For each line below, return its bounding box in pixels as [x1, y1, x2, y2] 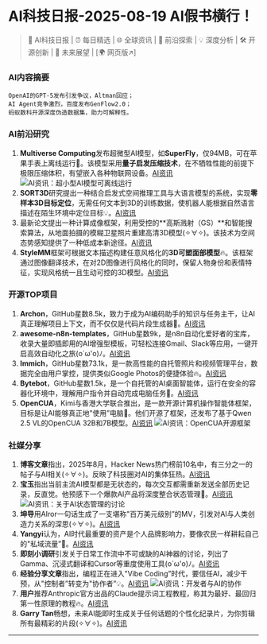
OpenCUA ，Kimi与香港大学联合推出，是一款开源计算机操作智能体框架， [19, 398, 256, 408]
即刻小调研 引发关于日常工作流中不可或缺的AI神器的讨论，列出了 [19, 549, 229, 559]
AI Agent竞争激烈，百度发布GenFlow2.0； [8, 100, 132, 108]
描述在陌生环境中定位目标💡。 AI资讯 [19, 208, 137, 217]
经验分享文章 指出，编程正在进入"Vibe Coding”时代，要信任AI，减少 [19, 569, 241, 579]
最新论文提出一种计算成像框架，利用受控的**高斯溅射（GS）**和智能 [19, 218, 246, 227]
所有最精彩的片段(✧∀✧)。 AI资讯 [19, 619, 127, 628]
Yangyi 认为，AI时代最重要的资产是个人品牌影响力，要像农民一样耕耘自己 [19, 530, 259, 539]
